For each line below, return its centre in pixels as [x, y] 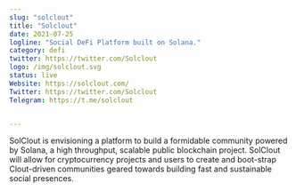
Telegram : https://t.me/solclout [71, 100]
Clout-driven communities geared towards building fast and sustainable [140, 169]
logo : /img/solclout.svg [55, 68]
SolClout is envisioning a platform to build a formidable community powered [148, 141]
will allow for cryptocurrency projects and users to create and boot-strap [143, 160]
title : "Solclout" [43, 26]
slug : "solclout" [41, 17]
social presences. [41, 179]
